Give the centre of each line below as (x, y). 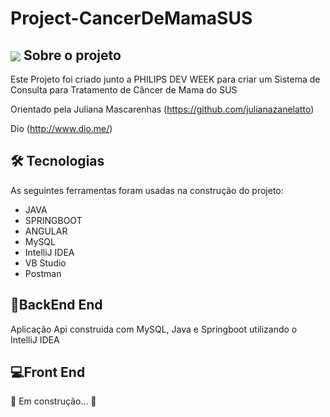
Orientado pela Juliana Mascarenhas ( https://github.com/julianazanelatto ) (162, 109)
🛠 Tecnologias (57, 161)
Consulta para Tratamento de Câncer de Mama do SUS (124, 90)
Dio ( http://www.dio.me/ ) (61, 128)
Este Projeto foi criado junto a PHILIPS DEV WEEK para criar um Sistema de (165, 79)
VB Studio (45, 263)
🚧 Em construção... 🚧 (53, 401)
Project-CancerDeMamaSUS (131, 18)
